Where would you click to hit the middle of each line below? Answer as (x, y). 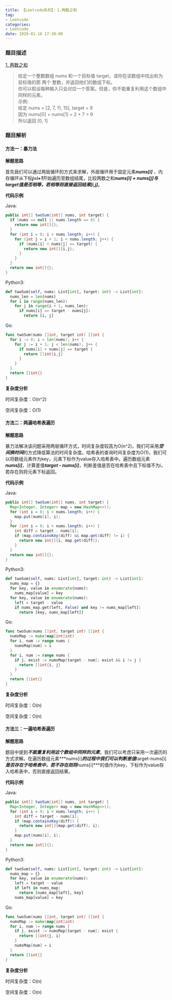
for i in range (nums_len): (39, 301)
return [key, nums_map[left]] (51, 612)
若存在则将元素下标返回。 (32, 472)
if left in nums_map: (37, 888)
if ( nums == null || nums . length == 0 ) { (55, 220)
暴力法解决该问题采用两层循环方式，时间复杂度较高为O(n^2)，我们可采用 (82, 446)
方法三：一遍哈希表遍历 (30, 729)
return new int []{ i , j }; (49, 249)
